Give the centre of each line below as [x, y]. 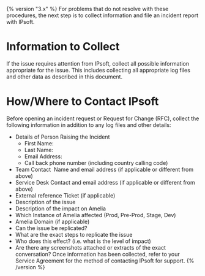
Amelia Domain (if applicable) [52, 221]
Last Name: [39, 150]
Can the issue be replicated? [51, 228]
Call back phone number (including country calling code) [96, 163]
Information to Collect [63, 47]
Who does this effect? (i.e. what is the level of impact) [83, 241]
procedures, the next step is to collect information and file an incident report [102, 15]
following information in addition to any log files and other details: [89, 125]
